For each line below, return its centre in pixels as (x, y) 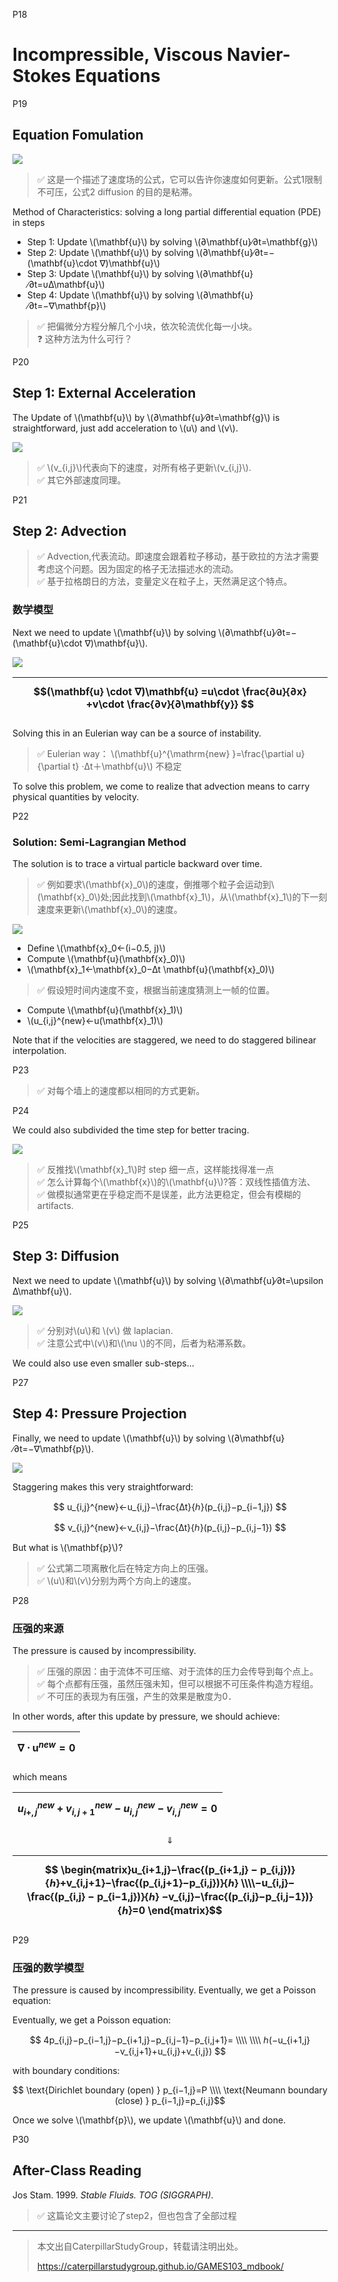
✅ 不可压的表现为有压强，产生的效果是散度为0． (136, 1696)
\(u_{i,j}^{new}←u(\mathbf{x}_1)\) (95, 1020)
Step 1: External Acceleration (104, 393)
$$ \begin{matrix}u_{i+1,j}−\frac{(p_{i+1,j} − (151, 1869)
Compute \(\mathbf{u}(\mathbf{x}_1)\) (105, 1010)
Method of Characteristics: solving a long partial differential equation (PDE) (167, 211)
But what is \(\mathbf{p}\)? (68, 1547)
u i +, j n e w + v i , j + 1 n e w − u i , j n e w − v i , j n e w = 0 (117, 1809)
